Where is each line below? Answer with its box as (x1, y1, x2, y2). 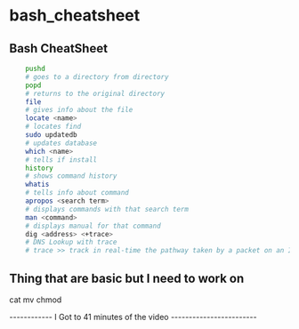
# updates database (25, 139, 98, 148)
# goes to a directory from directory (25, 72, 169, 81)
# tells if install (25, 155, 98, 164)
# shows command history (25, 172, 117, 181)
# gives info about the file (25, 106, 133, 115)
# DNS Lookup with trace (25, 237, 117, 247)
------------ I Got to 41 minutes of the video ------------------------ (9, 311, 257, 322)
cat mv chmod (9, 294, 62, 305)
